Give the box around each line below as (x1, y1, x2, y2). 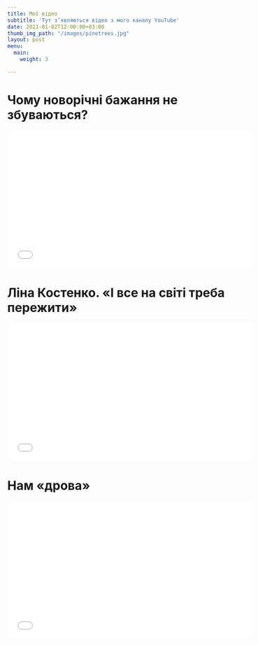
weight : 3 (20, 56, 49, 63)
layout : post (7, 36, 45, 43)
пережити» (7, 299, 78, 316)
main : (13, 50, 30, 57)
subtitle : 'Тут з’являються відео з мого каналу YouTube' (7, 17, 180, 24)
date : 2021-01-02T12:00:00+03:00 (7, 23, 105, 30)
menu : (7, 43, 23, 50)
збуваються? (7, 106, 89, 122)
